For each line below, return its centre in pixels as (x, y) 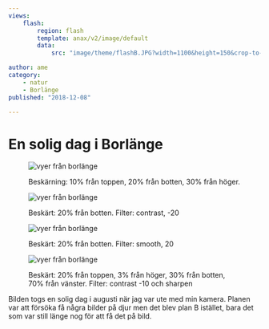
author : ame (28, 68)
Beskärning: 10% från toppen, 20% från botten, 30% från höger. (134, 182)
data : (46, 46)
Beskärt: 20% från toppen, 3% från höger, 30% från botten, (127, 275)
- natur (35, 82)
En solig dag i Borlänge (86, 144)
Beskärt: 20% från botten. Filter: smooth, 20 (101, 244)
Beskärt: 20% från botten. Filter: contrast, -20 (104, 213)
